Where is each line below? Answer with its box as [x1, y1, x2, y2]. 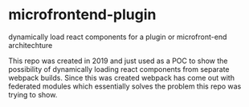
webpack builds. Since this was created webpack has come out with [8, 73, 235, 82]
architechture [8, 40, 53, 50]
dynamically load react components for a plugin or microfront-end [8, 32, 227, 42]
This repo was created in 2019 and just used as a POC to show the [8, 56, 228, 65]
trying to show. [8, 89, 58, 99]
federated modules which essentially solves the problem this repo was [8, 81, 242, 91]
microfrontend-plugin [8, 6, 157, 24]
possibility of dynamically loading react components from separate [8, 64, 231, 73]
